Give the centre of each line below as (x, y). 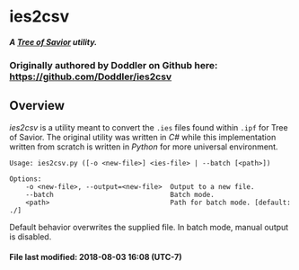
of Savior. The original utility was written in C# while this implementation (143, 137)
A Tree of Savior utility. (53, 41)
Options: (26, 179)
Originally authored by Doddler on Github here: (114, 65)
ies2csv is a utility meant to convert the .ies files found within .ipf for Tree (149, 127)
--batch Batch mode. (120, 194)
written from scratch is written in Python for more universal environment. (144, 147)
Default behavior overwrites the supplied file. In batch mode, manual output (149, 227)
